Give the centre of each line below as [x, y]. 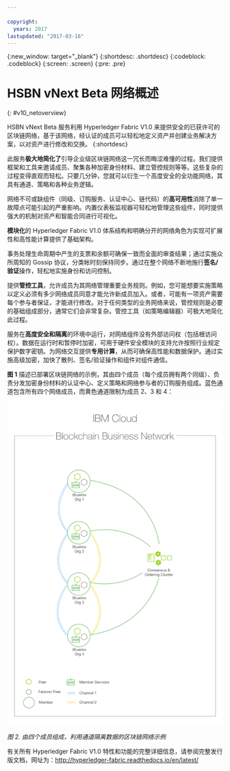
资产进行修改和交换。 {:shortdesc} [79, 144]
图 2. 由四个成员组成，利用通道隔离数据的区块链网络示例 [87, 737]
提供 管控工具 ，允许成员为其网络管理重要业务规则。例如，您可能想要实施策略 [115, 286]
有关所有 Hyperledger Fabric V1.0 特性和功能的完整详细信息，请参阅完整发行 [115, 751]
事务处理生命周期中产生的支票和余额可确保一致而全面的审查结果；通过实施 [112, 254]
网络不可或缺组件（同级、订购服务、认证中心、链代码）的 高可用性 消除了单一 [115, 199]
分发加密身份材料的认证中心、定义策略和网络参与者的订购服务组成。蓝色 [115, 383]
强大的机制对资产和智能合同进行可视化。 [64, 216]
